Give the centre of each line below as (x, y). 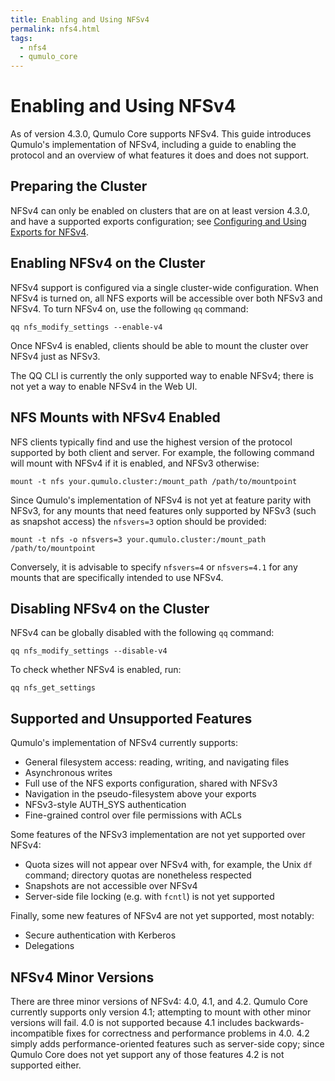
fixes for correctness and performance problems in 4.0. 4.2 (187, 1033)
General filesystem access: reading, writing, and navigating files (157, 762)
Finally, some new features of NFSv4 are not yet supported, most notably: (162, 916)
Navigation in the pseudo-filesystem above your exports (140, 794)
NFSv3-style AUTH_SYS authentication (105, 805)
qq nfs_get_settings (53, 688)
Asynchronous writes (68, 773)
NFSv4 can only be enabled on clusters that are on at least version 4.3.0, (160, 210)
